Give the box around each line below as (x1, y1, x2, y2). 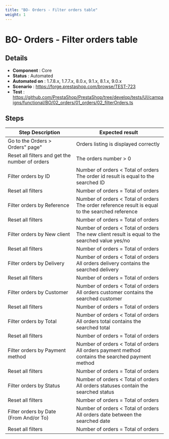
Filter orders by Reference (8, 202, 69, 209)
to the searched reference (76, 208, 138, 215)
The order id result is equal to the (76, 173, 154, 180)
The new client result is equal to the (76, 231, 160, 238)
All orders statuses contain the (76, 382, 148, 389)
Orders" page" (8, 144, 42, 151)
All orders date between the (76, 411, 142, 418)
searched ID (76, 179, 105, 186)
